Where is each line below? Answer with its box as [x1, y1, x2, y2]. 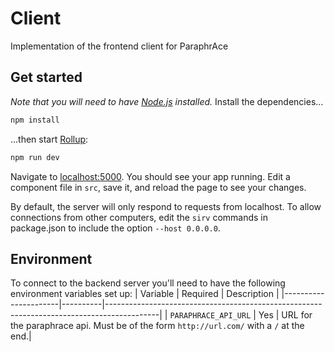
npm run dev [10, 152, 60, 162]
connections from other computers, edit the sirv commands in [10, 211, 269, 223]
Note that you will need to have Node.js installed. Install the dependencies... [10, 95, 324, 107]
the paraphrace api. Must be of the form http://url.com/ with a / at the [10, 320, 305, 332]
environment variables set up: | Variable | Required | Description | [10, 288, 280, 300]
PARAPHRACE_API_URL [169, 311, 252, 321]
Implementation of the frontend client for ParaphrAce [10, 40, 229, 52]
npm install [10, 115, 60, 125]
